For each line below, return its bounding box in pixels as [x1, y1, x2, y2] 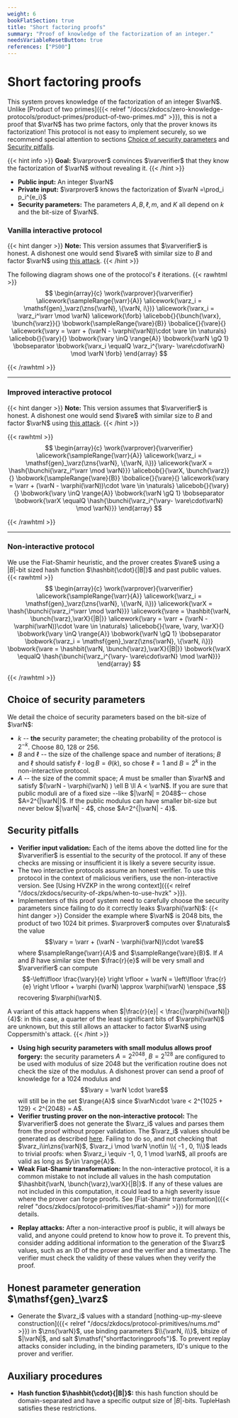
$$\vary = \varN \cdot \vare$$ [80, 1086, 169, 1095]
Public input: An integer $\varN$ [17, 177, 114, 186]
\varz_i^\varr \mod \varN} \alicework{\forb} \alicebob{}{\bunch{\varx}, [17, 311, 221, 320]
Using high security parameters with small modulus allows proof [17, 1043, 212, 1052]
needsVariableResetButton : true [7, 37, 103, 44]
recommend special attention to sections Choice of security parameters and [7, 135, 230, 143]
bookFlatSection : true [7, 17, 74, 24]
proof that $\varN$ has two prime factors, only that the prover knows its [7, 120, 217, 128]
